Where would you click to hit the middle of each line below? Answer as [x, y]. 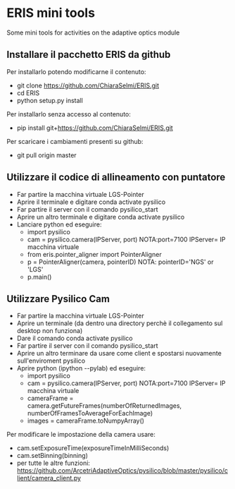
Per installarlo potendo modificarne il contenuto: [76, 71]
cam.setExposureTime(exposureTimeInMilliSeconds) [93, 448]
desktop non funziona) [50, 331]
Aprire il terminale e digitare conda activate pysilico [91, 202]
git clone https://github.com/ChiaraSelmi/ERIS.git [88, 85]
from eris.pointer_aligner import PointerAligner [95, 254]
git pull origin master [46, 155]
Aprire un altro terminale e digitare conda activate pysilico [101, 217]
